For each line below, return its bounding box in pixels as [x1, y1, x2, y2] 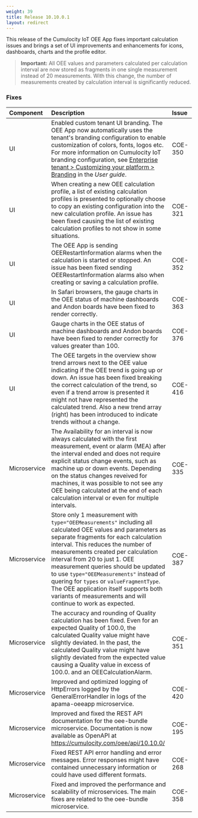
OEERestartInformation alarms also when [51, 271, 165, 279]
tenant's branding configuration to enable [51, 133, 166, 142]
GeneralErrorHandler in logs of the [51, 692, 146, 700]
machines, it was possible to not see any [51, 479, 163, 487]
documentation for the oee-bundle [51, 716, 148, 725]
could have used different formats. [51, 770, 147, 778]
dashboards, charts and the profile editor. [6, 48, 107, 56]
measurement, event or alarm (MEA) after [51, 442, 166, 450]
